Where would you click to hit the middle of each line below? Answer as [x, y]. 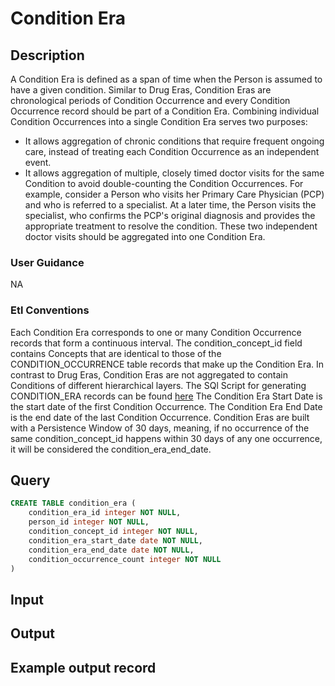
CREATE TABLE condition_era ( [73, 503]
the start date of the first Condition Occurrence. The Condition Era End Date [166, 406]
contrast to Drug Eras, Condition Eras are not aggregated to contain [149, 374]
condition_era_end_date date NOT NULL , [111, 550]
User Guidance [47, 262]
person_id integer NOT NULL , [89, 522]
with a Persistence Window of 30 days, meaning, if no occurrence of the [160, 428]
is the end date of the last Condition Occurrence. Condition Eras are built [160, 417]
